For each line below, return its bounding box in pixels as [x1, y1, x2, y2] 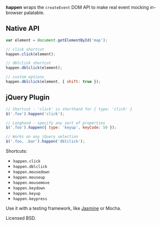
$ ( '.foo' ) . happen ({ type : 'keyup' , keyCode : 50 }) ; [6, 125, 117, 130]
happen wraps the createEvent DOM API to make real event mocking [6, 5, 149, 10]
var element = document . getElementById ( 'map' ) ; [6, 37, 108, 42]
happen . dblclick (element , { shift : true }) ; [6, 79, 101, 84]
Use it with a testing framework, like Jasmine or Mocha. [6, 205, 122, 211]
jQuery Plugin [6, 93, 50, 102]
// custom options [6, 74, 44, 80]
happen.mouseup [13, 175, 45, 180]
